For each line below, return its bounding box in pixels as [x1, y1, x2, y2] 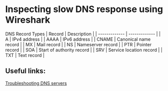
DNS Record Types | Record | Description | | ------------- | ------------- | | [5, 31, 161, 37]
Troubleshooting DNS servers [5, 80, 67, 86]
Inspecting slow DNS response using [5, 4, 163, 15]
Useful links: [5, 67, 46, 75]
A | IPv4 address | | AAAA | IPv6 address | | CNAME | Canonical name [5, 36, 151, 42]
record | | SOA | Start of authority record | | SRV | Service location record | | [5, 47, 163, 53]
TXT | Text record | [5, 52, 45, 58]
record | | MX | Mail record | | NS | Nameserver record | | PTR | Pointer [5, 41, 152, 47]
